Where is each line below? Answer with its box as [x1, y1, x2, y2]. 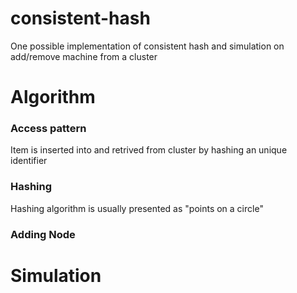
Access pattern [10, 122, 87, 136]
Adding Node [10, 227, 76, 241]
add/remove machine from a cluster [10, 50, 158, 62]
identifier [10, 155, 48, 167]
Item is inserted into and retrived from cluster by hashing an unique [10, 144, 288, 156]
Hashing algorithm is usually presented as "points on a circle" [10, 202, 264, 214]
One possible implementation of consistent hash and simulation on [10, 40, 285, 52]
